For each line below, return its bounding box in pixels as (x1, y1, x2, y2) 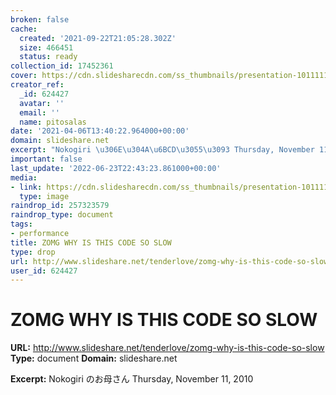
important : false (10, 154, 83, 164)
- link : (10, 182, 43, 192)
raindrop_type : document (10, 210, 114, 220)
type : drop (10, 247, 56, 257)
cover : (10, 71, 38, 81)
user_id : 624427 (10, 266, 78, 276)
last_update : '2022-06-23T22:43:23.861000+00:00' (10, 163, 222, 173)
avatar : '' (19, 98, 65, 108)
